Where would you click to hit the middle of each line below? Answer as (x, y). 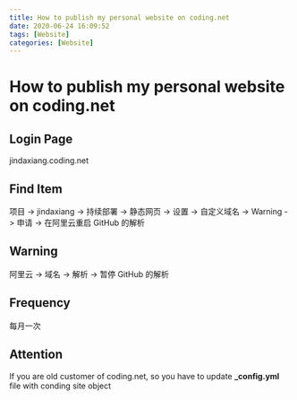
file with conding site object (60, 386)
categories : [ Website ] (51, 43)
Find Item (36, 189)
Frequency (40, 303)
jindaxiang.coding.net (49, 161)
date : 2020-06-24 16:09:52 (59, 26)
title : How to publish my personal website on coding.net (119, 17)
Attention (36, 355)
